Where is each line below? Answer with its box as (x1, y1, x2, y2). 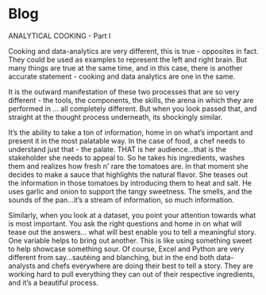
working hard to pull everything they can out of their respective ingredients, (8, 269, 256, 278)
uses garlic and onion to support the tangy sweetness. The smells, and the (8, 186, 253, 196)
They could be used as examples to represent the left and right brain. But (8, 55, 248, 64)
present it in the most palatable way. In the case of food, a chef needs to (8, 136, 245, 145)
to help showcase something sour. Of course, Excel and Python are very (8, 243, 245, 254)
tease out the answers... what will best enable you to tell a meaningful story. (8, 227, 256, 236)
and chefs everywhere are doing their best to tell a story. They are (37, 261, 254, 270)
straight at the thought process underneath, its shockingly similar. (8, 112, 223, 121)
